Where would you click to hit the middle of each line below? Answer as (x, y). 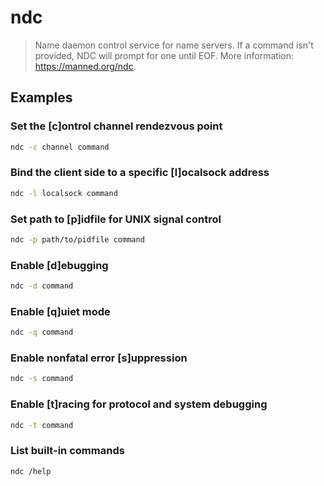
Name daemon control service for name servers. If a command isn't (174, 45)
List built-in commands (67, 451)
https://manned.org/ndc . (85, 66)
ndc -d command (42, 286)
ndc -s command (42, 379)
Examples (41, 97)
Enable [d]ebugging (59, 265)
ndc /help (31, 471)
